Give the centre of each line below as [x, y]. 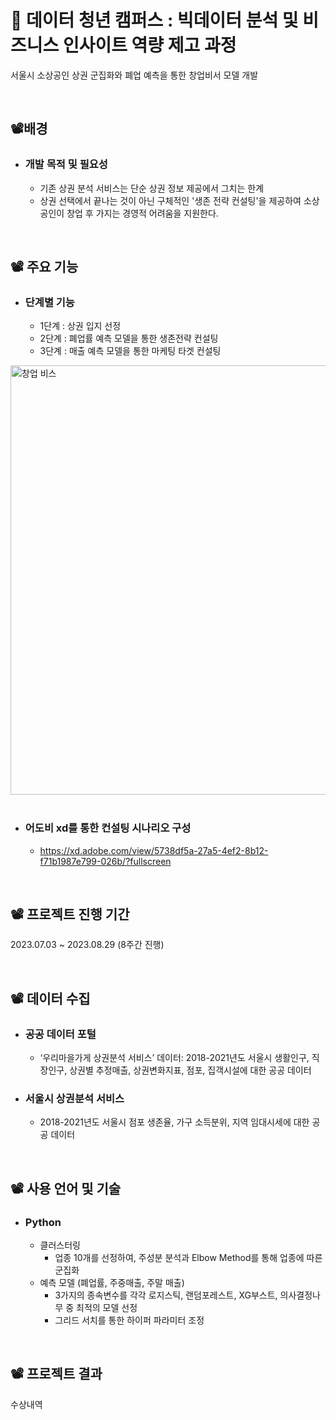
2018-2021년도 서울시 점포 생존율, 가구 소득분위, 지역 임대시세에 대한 [174, 1122]
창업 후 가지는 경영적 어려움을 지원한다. [142, 213]
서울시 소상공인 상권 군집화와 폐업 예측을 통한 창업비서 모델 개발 [134, 75]
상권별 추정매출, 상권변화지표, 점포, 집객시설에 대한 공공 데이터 [190, 1070]
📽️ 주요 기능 [44, 267]
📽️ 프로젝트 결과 [56, 1374]
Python [43, 1222]
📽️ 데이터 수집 [50, 998]
